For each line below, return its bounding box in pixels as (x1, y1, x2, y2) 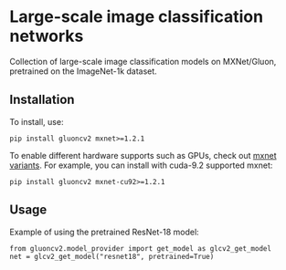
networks (9, 26, 84, 47)
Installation (9, 92, 75, 108)
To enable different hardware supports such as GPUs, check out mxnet (9, 150, 277, 161)
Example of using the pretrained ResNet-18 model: (9, 226, 199, 237)
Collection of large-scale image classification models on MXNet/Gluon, (9, 56, 277, 67)
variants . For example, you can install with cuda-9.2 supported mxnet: (9, 160, 273, 171)
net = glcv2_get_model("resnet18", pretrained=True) (9, 252, 215, 261)
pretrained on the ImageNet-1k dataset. (9, 66, 157, 77)
